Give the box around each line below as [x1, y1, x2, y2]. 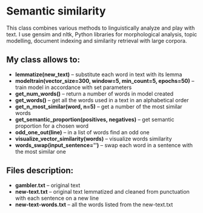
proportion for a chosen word [15, 122, 89, 129]
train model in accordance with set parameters [15, 84, 132, 91]
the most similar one [15, 148, 67, 155]
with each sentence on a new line [15, 194, 99, 202]
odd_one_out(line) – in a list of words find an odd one [15, 128, 150, 136]
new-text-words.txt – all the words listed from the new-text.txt [15, 201, 173, 208]
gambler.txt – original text [15, 182, 81, 189]
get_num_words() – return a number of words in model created [15, 90, 174, 97]
